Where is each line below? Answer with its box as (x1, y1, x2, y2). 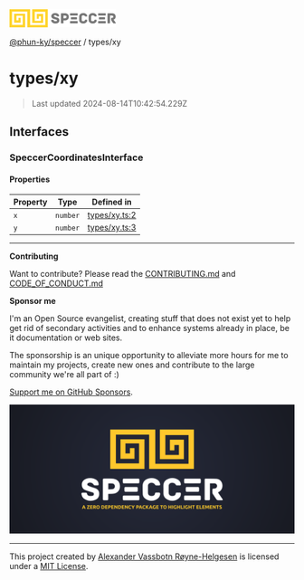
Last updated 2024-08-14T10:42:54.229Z (31, 98, 188, 109)
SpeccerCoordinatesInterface (9, 151, 144, 164)
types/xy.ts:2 (87, 210, 137, 221)
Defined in (91, 196, 132, 207)
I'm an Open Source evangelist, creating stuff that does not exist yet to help (9, 312, 291, 324)
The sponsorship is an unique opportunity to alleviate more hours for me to (9, 349, 289, 360)
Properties (9, 174, 51, 185)
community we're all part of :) (9, 368, 119, 379)
